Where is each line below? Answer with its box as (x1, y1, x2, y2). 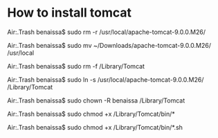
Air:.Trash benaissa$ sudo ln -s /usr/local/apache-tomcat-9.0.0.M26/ (7, 75, 204, 84)
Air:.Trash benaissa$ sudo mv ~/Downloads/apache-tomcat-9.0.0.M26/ (7, 41, 212, 49)
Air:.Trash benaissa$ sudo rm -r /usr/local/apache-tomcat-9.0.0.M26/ (7, 28, 206, 36)
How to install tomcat (7, 5, 132, 21)
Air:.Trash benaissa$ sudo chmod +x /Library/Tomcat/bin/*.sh (7, 123, 183, 131)
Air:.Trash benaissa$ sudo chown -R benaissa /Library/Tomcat (7, 96, 185, 105)
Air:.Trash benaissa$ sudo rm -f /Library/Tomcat (7, 62, 145, 70)
